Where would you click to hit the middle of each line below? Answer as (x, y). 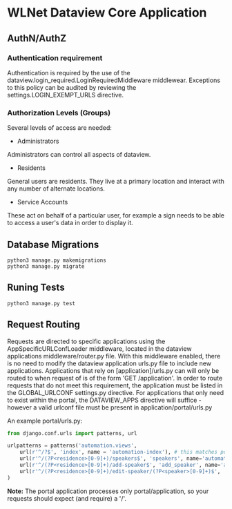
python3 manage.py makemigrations (57, 260)
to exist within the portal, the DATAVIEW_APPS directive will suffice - (105, 400)
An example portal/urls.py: (45, 421)
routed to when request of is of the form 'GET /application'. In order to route (115, 378)
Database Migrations (53, 244)
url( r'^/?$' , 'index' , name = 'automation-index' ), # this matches (118, 452)
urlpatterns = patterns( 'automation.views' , (72, 446)
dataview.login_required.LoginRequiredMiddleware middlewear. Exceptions (114, 80)
